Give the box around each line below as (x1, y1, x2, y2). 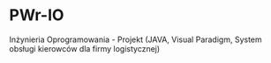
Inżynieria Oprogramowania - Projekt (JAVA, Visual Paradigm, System (9, 34, 262, 45)
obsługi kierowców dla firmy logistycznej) (9, 43, 161, 53)
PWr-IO (9, 5, 64, 25)
